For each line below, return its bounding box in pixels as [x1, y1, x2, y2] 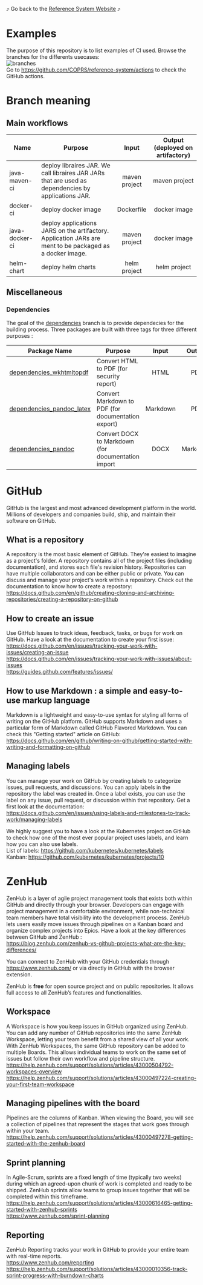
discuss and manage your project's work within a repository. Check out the [6, 576, 193, 584]
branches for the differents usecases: [6, 53, 100, 60]
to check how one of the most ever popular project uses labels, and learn [6, 834, 188, 841]
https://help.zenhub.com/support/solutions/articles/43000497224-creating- [6, 1074, 197, 1081]
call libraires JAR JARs [41, 169, 105, 177]
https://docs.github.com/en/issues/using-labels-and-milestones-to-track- [6, 809, 190, 816]
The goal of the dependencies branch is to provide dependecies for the [6, 319, 184, 326]
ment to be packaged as [41, 241, 110, 250]
